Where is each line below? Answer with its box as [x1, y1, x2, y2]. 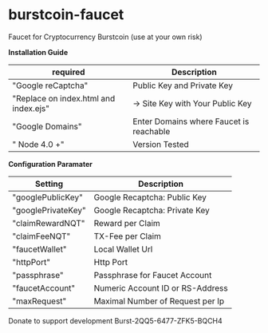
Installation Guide [8, 47, 69, 57]
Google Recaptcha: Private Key [93, 204, 210, 216]
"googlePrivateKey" [12, 204, 86, 216]
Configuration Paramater [8, 159, 93, 168]
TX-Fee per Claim [93, 230, 162, 241]
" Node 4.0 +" [12, 138, 65, 149]
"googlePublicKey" [12, 192, 84, 203]
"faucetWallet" [12, 244, 67, 255]
